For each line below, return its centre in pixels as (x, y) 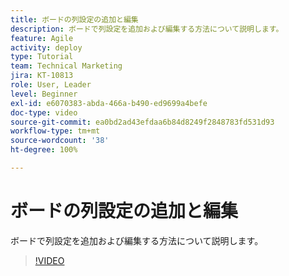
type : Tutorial (42, 57)
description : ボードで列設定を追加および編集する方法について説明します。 (147, 29)
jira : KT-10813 (42, 76)
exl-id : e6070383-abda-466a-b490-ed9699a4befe (109, 103)
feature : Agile (42, 38)
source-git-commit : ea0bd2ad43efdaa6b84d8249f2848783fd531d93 (142, 122)
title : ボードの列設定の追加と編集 (74, 19)
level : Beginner (44, 94)
